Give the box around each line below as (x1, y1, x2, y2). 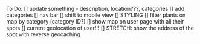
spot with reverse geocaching (6, 31, 80, 38)
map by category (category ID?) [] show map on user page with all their (6, 18, 184, 25)
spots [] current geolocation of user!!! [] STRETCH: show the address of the (6, 24, 195, 31)
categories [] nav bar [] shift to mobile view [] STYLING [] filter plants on (6, 11, 186, 19)
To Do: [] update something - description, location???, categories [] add (6, 5, 185, 12)
